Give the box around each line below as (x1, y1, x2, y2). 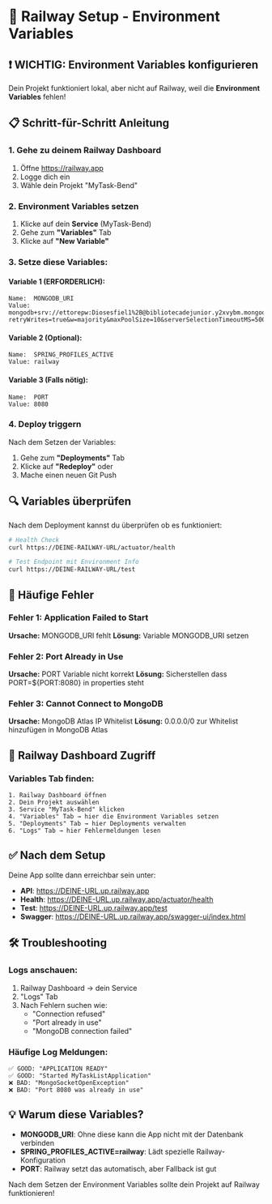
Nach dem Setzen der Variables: (8, 437, 117, 446)
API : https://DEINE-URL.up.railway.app (19, 886, 150, 895)
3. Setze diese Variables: (8, 256, 108, 267)
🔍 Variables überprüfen (8, 494, 132, 509)
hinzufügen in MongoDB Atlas (8, 725, 108, 735)
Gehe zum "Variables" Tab (19, 227, 112, 237)
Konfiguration (19, 1155, 66, 1165)
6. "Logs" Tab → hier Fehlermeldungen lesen (8, 826, 161, 835)
